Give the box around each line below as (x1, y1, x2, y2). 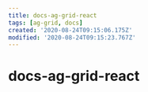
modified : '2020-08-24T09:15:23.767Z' (8, 33, 136, 42)
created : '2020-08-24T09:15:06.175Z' (8, 26, 133, 34)
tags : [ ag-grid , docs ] (8, 19, 83, 27)
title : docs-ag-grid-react (8, 11, 97, 20)
